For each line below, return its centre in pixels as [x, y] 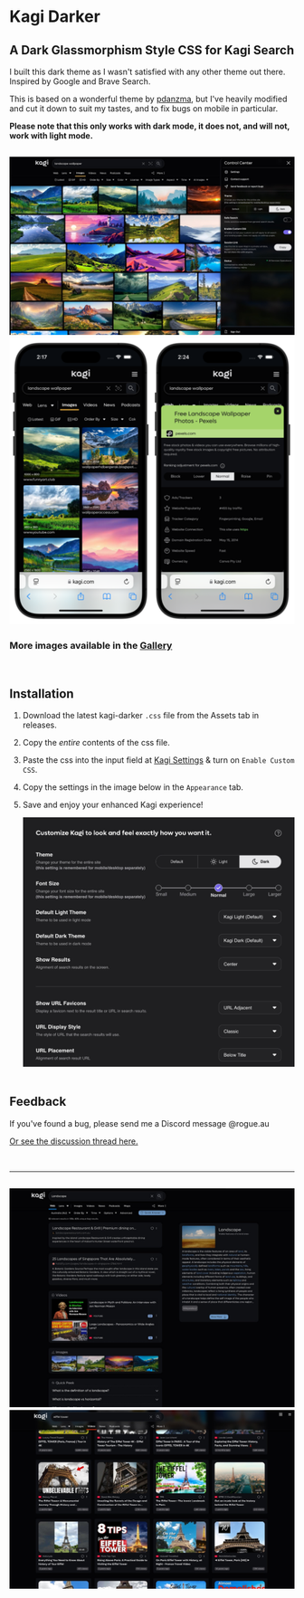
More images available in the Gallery [91, 646]
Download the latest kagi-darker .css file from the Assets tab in [141, 716]
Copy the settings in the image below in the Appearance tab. [133, 787]
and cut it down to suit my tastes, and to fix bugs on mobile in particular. [144, 109]
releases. [39, 725]
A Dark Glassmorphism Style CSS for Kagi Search [152, 50]
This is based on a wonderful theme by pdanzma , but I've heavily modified [148, 99]
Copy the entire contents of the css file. [96, 743]
